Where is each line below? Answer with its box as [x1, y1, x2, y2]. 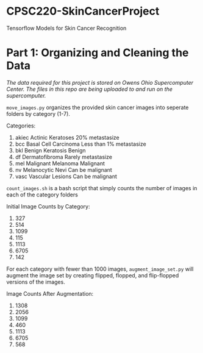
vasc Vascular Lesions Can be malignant [15, 173, 118, 180]
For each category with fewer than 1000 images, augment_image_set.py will [6, 265, 194, 273]
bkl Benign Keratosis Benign [15, 146, 87, 154]
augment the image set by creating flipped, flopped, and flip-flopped [6, 271, 179, 279]
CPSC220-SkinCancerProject [6, 4, 160, 18]
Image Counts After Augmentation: [6, 290, 94, 297]
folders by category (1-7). [6, 110, 70, 117]
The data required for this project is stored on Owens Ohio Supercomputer [6, 79, 194, 86]
